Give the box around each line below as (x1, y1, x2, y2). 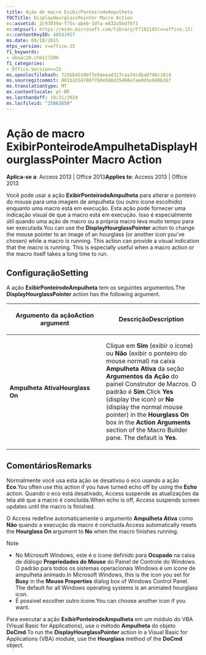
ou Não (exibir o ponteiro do (106, 349, 187, 358)
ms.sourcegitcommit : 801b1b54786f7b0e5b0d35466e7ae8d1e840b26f (6, 77, 172, 83)
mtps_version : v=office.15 (6, 44, 75, 50)
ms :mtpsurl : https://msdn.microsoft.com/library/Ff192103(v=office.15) (6, 26, 193, 33)
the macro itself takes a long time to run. (6, 250, 109, 258)
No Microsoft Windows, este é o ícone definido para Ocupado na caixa (15, 551, 195, 559)
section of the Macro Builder (106, 426, 188, 434)
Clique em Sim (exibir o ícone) (106, 342, 194, 350)
